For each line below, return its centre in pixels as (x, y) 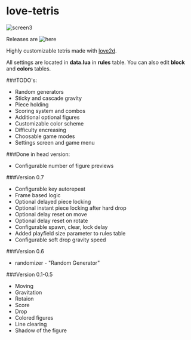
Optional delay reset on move (51, 214)
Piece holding (32, 104)
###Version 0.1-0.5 (30, 274)
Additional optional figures (47, 117)
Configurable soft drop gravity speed (60, 240)
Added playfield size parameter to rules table (70, 233)
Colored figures (34, 317)
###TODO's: (22, 80)
